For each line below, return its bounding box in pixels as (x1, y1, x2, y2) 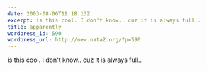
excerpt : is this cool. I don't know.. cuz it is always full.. (7, 17, 201, 24)
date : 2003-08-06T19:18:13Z (7, 10, 91, 18)
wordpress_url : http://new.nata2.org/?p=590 (7, 37, 141, 44)
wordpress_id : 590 (7, 30, 62, 37)
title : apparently (7, 23, 62, 30)
